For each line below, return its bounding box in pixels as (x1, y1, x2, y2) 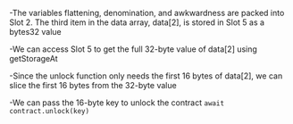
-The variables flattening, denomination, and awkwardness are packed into (9, 8, 285, 18)
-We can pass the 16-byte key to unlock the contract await (9, 97, 225, 108)
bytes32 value (9, 27, 62, 37)
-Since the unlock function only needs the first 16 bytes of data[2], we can (9, 70, 283, 81)
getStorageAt (9, 54, 58, 63)
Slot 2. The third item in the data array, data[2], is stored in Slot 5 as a (9, 17, 265, 28)
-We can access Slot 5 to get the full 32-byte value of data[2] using (9, 44, 257, 54)
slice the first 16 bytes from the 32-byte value (9, 80, 177, 90)
